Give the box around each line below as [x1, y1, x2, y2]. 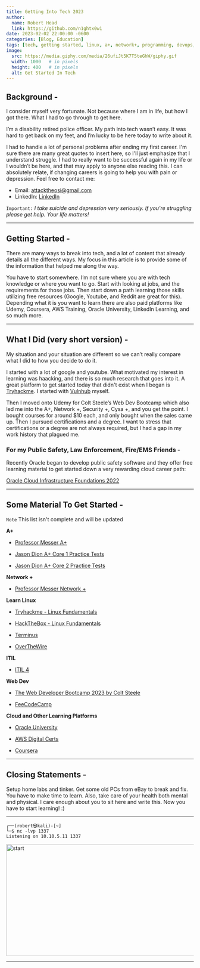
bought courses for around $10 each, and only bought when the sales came [6, 412, 192, 419]
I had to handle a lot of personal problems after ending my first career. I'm [6, 144, 187, 151]
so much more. [6, 311, 43, 319]
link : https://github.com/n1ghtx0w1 [11, 25, 102, 32]
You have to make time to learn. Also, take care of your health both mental [6, 791, 188, 799]
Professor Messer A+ [14, 539, 67, 546]
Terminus [14, 631, 38, 638]
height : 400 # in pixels [11, 64, 79, 70]
